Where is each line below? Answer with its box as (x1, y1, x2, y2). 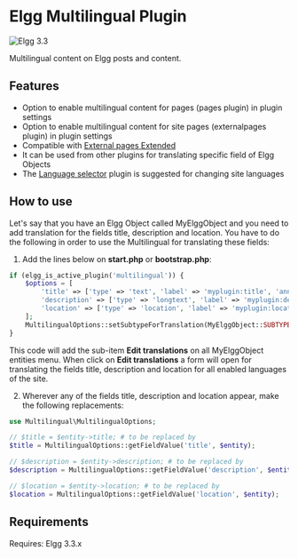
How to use (9, 194, 73, 210)
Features (9, 78, 59, 94)
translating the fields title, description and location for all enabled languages (9, 363, 286, 374)
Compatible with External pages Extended (21, 139, 176, 150)
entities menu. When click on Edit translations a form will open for (9, 354, 253, 365)
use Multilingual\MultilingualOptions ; (9, 417, 157, 426)
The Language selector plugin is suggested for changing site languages (21, 168, 285, 179)
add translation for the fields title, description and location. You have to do (9, 227, 280, 237)
